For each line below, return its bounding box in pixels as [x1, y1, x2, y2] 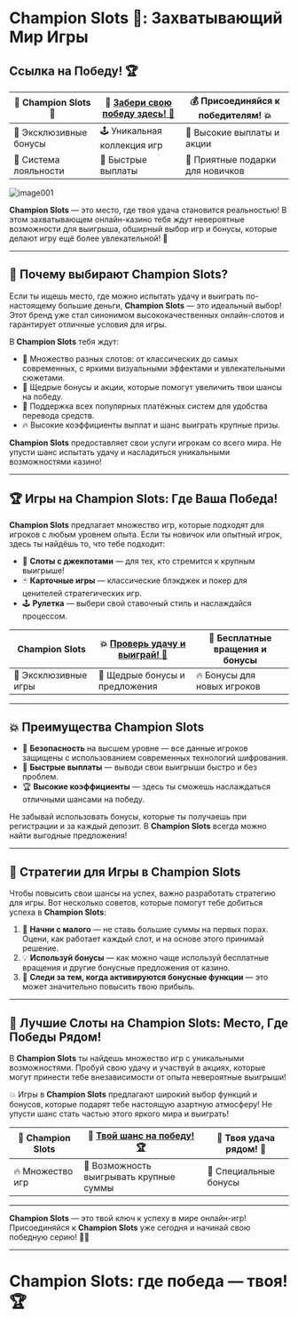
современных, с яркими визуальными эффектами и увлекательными [21, 363, 286, 373]
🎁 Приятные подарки [185, 154, 277, 165]
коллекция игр [99, 140, 163, 151]
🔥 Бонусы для [195, 668, 255, 681]
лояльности [13, 164, 65, 177]
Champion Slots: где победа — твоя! [9, 1271, 288, 1291]
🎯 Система [13, 154, 60, 165]
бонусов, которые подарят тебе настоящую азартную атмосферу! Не [9, 1099, 273, 1110]
